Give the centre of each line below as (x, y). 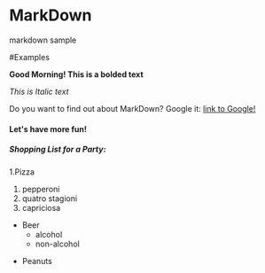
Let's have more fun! (48, 129)
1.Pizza (22, 172)
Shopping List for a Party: (58, 149)
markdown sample (43, 40)
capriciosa (41, 207)
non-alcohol (57, 244)
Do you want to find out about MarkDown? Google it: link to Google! (132, 108)
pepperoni (41, 189)
